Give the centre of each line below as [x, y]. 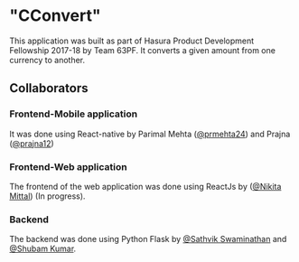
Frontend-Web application [69, 166]
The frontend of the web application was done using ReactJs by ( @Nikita [145, 186]
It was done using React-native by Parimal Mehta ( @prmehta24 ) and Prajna [150, 134]
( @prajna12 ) [32, 143]
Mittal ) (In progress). [47, 196]
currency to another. [47, 60]
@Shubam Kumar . [43, 248]
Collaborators [49, 88]
